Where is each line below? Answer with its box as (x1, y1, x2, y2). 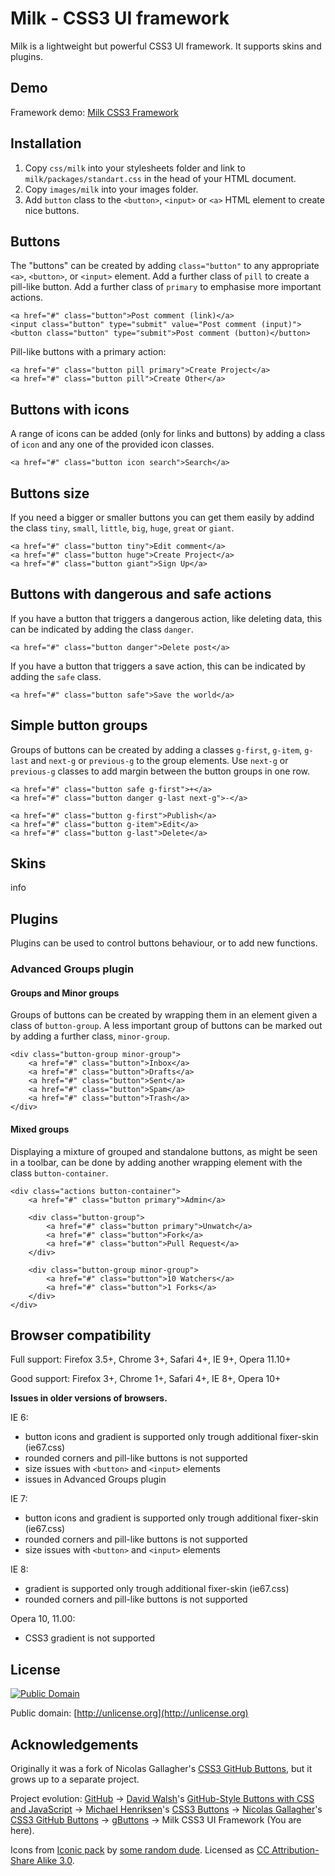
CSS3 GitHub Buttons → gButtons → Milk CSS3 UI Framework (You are (10, 1814, 302, 1826)
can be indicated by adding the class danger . (10, 623, 194, 635)
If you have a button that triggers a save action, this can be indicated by (10, 660, 306, 672)
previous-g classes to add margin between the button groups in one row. (10, 765, 311, 777)
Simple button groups (10, 717, 148, 734)
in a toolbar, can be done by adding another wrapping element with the (10, 1156, 303, 1168)
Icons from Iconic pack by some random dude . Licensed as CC (10, 1844, 270, 1856)
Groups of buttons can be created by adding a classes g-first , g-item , (10, 743, 303, 756)
